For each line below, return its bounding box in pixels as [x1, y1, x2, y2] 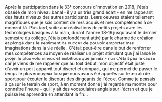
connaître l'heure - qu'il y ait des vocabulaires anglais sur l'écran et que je [5, 87, 153, 92]
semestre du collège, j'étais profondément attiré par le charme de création [5, 35, 154, 41]
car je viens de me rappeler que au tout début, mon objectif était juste [5, 60, 145, 66]
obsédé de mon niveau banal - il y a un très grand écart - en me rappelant [5, 9, 153, 15]
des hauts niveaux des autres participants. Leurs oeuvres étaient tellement [5, 15, 154, 20]
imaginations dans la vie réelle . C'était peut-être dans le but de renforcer [5, 45, 151, 51]
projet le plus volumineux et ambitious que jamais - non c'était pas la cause [5, 56, 156, 61]
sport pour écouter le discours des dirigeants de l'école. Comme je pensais [5, 76, 156, 82]
